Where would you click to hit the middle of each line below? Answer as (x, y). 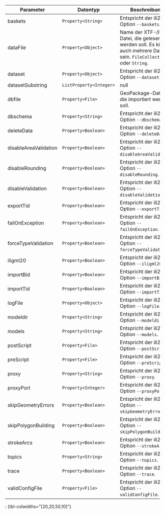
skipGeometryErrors (31, 405)
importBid (19, 274)
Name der (131, 32)
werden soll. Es (137, 45)
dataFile (17, 48)
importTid (19, 289)
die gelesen (148, 38)
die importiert (135, 99)
